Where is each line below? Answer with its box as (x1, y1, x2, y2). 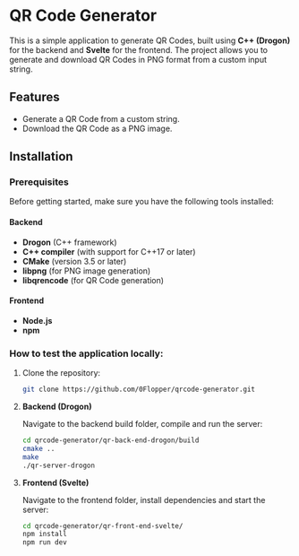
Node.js (21, 315, 53, 326)
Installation (9, 149, 73, 164)
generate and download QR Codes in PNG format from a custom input (9, 54, 267, 65)
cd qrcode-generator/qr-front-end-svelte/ (21, 521, 184, 530)
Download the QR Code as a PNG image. (21, 123, 173, 134)
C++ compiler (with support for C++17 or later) (21, 246, 196, 256)
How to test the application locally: (9, 347, 164, 360)
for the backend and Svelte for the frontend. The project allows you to (9, 44, 269, 55)
